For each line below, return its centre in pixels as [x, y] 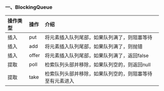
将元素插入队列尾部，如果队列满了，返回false [97, 56]
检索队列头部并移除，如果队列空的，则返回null [98, 65]
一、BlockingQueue [29, 7]
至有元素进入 [60, 81]
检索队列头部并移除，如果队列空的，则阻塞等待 [99, 74]
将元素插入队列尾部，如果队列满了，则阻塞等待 [99, 38]
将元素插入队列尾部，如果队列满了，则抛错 [94, 46]
